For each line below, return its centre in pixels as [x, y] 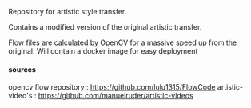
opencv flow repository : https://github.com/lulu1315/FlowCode [112, 87]
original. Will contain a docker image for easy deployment [103, 51]
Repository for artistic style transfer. [68, 12]
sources [22, 69]
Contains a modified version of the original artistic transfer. [105, 27]
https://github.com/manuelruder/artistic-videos [116, 96]
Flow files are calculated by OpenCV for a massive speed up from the [123, 42]
